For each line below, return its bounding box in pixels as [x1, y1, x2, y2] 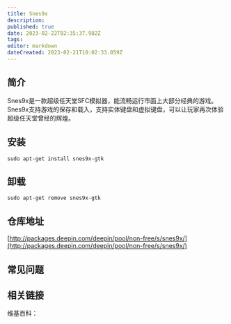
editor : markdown [7, 43, 58, 49]
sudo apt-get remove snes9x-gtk [7, 194, 101, 202]
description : [7, 17, 45, 24]
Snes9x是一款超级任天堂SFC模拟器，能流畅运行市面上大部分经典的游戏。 [7, 96, 218, 105]
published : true [7, 23, 54, 30]
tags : [7, 36, 23, 43]
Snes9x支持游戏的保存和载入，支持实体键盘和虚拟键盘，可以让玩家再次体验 [7, 105, 224, 114]
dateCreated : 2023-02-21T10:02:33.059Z [7, 49, 123, 56]
